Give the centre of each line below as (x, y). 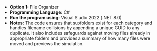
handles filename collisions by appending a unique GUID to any (75, 28)
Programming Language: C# (39, 12)
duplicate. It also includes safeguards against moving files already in (80, 33)
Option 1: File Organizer (34, 7)
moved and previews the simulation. (47, 43)
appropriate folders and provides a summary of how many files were (80, 38)
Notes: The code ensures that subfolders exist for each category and (81, 23)
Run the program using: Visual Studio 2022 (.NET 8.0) (66, 17)
